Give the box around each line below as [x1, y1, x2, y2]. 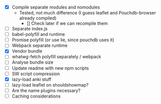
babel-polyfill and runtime [11, 31, 65, 37]
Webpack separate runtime [11, 42, 68, 49]
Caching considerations [11, 93, 61, 99]
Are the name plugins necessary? [11, 87, 80, 94]
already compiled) [19, 15, 57, 21]
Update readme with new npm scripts [11, 65, 89, 71]
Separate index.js [11, 26, 48, 32]
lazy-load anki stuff [11, 76, 52, 82]
